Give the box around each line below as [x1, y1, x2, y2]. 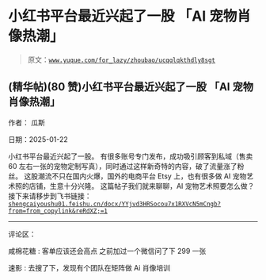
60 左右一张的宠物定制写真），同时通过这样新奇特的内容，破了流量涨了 [8, 161, 237, 171]
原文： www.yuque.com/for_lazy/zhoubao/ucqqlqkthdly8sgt [27, 55, 216, 64]
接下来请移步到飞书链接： [8, 191, 92, 201]
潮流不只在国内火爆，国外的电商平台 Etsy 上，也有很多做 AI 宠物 [37, 171, 247, 181]
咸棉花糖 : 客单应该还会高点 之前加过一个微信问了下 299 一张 [8, 246, 207, 255]
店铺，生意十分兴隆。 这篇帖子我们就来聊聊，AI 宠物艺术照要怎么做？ [28, 181, 255, 190]
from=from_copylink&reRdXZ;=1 [8, 207, 108, 215]
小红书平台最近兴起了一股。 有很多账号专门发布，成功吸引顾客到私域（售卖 [8, 152, 253, 161]
